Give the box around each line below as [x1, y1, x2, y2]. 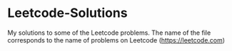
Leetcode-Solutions [7, 5, 128, 21]
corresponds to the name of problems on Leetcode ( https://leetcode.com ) [7, 35, 226, 44]
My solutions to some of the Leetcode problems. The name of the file [7, 28, 211, 37]
